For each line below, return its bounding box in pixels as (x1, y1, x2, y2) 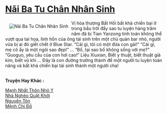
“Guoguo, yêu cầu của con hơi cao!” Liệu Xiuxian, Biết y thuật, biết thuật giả (5, 51, 161, 58)
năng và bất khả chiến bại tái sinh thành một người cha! (5, 62, 119, 68)
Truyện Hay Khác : (5, 77, 44, 83)
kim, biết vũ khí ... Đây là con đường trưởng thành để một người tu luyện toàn (5, 57, 163, 63)
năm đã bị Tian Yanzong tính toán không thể (71, 30, 162, 36)
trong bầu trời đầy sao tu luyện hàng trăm (71, 25, 157, 31)
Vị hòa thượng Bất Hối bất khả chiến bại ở (71, 20, 157, 26)
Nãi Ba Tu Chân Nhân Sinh (5, 3, 116, 15)
